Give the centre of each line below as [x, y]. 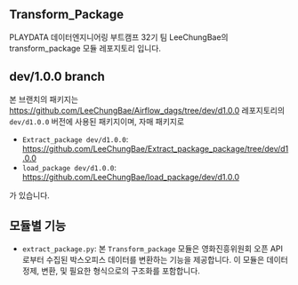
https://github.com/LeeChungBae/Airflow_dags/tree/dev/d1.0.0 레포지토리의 [147, 110]
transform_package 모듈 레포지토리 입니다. [85, 48]
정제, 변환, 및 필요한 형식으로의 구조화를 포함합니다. [111, 271]
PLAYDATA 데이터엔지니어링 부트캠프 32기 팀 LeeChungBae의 [119, 37]
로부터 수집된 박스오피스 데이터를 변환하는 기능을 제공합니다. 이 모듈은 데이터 [155, 260]
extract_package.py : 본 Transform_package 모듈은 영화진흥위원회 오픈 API [152, 249]
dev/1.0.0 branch [57, 77]
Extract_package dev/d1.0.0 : [75, 139]
